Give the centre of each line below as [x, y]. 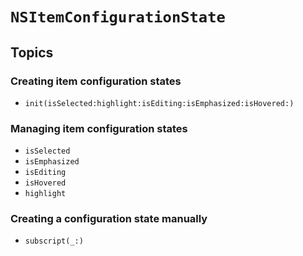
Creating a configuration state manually [109, 219]
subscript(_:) [54, 241]
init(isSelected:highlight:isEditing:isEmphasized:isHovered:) [159, 103]
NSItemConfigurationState [118, 17]
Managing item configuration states [99, 128]
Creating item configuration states [96, 81]
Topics [32, 52]
